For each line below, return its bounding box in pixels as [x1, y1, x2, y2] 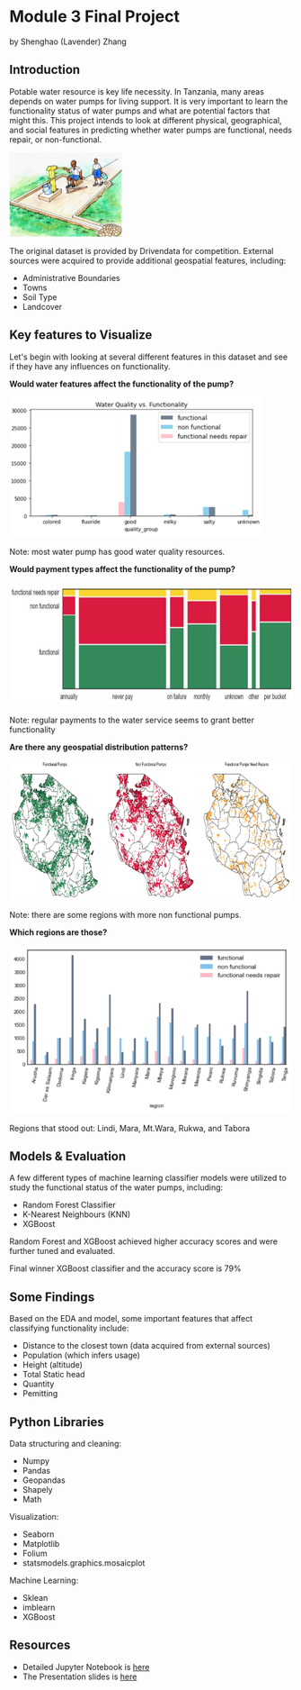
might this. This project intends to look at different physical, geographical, [9, 114, 282, 125]
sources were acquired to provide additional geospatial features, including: [9, 255, 287, 266]
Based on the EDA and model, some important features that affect [9, 1313, 253, 1324]
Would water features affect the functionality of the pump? [9, 378, 235, 389]
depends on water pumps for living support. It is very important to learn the [9, 95, 288, 106]
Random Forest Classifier [22, 1200, 116, 1211]
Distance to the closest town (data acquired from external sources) [22, 1340, 271, 1351]
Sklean [22, 1593, 49, 1603]
